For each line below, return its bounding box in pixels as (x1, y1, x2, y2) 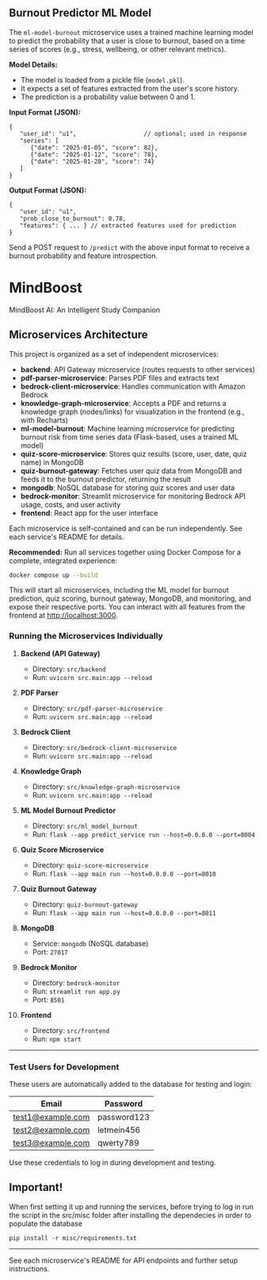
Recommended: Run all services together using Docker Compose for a (9, 547, 241, 557)
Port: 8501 (32, 995, 65, 1004)
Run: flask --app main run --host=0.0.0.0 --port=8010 (32, 868, 216, 878)
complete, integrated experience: (9, 555, 118, 565)
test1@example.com (13, 1112, 90, 1123)
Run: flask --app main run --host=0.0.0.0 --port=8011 (32, 907, 216, 917)
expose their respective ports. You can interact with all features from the (9, 602, 246, 612)
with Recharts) (20, 415, 68, 424)
